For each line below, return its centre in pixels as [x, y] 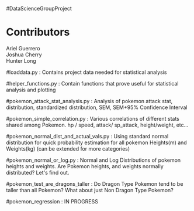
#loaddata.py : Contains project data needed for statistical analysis [86, 72]
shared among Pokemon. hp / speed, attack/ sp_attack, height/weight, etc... [97, 125]
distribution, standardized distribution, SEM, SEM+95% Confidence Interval [97, 107]
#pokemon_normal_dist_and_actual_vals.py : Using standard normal [87, 136]
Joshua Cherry [24, 55]
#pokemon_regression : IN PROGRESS [52, 201]
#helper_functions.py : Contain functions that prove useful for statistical [92, 83]
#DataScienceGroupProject [39, 8]
